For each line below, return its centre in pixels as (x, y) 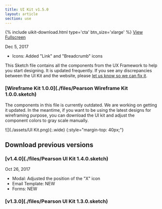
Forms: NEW (24, 189)
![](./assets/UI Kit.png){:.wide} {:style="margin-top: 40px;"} (64, 130)
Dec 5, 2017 (17, 47)
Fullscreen (15, 37)
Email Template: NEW (33, 184)
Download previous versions (49, 145)
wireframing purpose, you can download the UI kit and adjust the (70, 115)
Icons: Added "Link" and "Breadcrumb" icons (57, 56)
